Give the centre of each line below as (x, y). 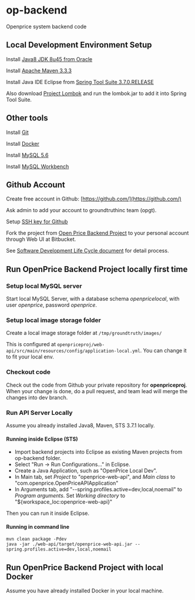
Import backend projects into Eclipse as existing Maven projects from (98, 452)
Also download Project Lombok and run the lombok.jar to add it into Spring (96, 93)
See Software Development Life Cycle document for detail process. (88, 251)
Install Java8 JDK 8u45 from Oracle (49, 59)
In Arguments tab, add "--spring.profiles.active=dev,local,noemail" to (98, 490)
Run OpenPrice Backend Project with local (85, 567)
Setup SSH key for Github (37, 222)
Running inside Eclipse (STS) (42, 439)
